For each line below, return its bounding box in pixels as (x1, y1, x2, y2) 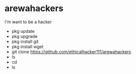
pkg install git (11, 38, 39, 44)
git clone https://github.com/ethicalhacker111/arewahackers (11, 49, 131, 55)
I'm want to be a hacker (4, 19, 52, 25)
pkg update (11, 28, 35, 34)
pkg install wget (11, 44, 44, 49)
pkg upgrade (11, 33, 38, 39)
